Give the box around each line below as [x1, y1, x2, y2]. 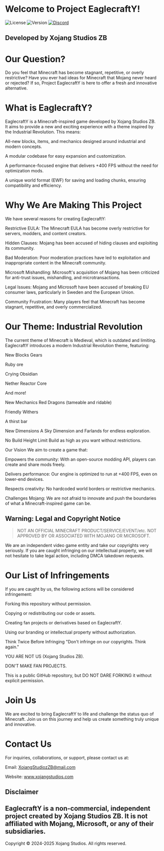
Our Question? [5, 53, 66, 65]
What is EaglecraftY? [5, 102, 93, 114]
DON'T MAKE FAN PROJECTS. [5, 662, 67, 669]
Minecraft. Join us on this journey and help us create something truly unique [5, 716, 159, 722]
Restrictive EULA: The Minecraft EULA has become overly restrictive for [5, 225, 150, 231]
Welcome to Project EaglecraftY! [5, 3, 141, 15]
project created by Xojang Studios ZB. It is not [5, 812, 148, 821]
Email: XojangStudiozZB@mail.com [5, 764, 76, 770]
